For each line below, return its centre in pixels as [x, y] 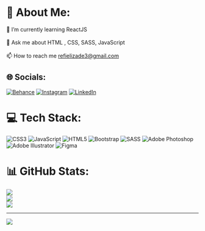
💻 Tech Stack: [44, 118]
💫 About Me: [38, 13]
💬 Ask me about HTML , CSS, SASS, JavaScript [66, 42]
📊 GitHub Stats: [48, 171]
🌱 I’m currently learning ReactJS [47, 29]
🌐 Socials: [26, 77]
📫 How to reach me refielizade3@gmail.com [63, 56]
